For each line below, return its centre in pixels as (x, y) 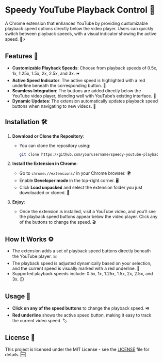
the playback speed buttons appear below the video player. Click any (88, 217)
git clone (29, 154)
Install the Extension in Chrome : (45, 164)
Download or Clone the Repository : (48, 136)
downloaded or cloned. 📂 (44, 193)
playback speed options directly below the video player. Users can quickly (79, 28)
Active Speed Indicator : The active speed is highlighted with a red (79, 80)
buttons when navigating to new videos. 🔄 (54, 106)
